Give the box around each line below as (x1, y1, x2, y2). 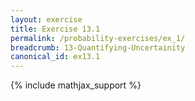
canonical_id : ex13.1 (10, 52, 101, 62)
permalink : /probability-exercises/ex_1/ (10, 33, 186, 43)
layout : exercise (10, 14, 83, 25)
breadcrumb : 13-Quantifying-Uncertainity (10, 42, 186, 53)
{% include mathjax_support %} (10, 79, 142, 91)
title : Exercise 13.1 (10, 24, 101, 34)
